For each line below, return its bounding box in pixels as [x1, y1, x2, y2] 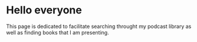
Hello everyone [6, 3, 83, 17]
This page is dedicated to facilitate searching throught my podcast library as [6, 23, 192, 30]
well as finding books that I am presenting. [6, 29, 109, 36]
